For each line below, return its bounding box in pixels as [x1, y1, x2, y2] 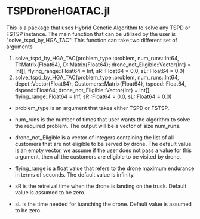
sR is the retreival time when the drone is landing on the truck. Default [14, 182, 187, 190]
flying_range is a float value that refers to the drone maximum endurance [14, 165, 195, 172]
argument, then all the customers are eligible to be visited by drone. [14, 153, 181, 160]
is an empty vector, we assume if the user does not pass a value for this [14, 147, 192, 154]
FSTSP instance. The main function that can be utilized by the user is [6, 30, 176, 37]
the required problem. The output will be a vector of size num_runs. [14, 122, 181, 129]
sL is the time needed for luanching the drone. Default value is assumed [14, 200, 192, 208]
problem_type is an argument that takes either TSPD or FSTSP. [14, 104, 170, 111]
